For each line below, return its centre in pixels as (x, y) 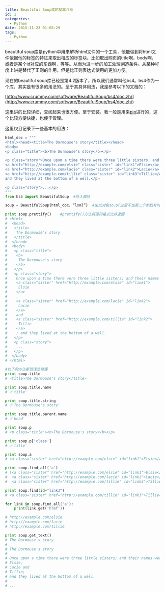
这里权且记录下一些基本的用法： (37, 128)
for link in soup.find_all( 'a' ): (39, 504)
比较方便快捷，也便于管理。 (37, 118)
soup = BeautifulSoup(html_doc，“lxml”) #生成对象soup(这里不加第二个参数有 (81, 205)
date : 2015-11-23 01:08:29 (33, 28)
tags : (11, 32)
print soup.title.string (30, 401)
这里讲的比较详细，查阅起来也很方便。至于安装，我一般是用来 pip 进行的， (79, 112)
